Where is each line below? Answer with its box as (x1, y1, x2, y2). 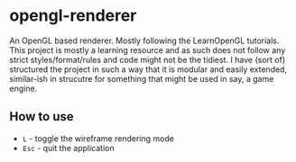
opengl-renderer (9, 5, 137, 26)
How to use (9, 109, 74, 124)
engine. (9, 83, 38, 94)
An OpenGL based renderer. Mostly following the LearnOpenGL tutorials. (9, 35, 280, 46)
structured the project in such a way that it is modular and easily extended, (9, 64, 287, 75)
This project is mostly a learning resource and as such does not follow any (9, 44, 286, 55)
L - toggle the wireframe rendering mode (22, 132, 174, 144)
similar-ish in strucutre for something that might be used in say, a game (9, 73, 274, 84)
